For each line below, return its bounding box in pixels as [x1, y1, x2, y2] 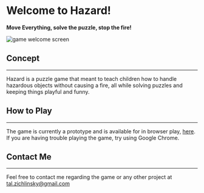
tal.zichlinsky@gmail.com [6, 180, 70, 188]
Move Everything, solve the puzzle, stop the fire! [6, 24, 132, 31]
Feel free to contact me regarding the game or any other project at [6, 174, 172, 181]
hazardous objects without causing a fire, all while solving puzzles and [6, 82, 183, 89]
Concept [6, 53, 40, 64]
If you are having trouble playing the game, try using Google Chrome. [6, 134, 180, 141]
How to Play [6, 106, 53, 116]
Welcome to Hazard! [6, 4, 111, 18]
